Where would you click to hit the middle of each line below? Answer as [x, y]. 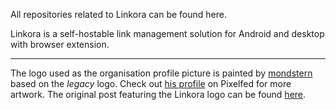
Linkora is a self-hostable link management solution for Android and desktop [167, 33]
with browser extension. [60, 44]
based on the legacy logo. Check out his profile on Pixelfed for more [151, 83]
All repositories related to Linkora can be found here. [118, 14]
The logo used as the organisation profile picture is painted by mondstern [161, 73]
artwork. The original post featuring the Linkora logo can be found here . [158, 94]
